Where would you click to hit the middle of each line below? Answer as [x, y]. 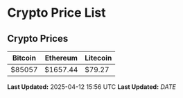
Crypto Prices [38, 39]
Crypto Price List [56, 13]
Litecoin [98, 58]
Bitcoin [24, 58]
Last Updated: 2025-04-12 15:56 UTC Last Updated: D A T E [92, 87]
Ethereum [61, 58]
